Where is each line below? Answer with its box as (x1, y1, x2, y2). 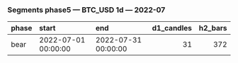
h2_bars (198, 23, 227, 33)
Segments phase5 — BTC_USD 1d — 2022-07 (7, 5, 166, 15)
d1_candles (152, 23, 193, 33)
